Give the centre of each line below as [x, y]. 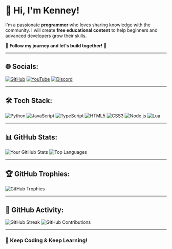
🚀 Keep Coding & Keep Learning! [47, 240]
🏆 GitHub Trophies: [38, 174]
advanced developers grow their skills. [46, 35]
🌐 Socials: [22, 67]
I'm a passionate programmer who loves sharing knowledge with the [78, 25]
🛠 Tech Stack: [29, 101]
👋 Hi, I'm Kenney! [42, 11]
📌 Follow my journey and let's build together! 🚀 [56, 45]
